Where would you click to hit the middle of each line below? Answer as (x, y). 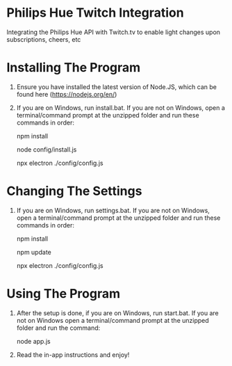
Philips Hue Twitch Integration (96, 13)
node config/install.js (47, 149)
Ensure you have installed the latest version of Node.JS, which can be (116, 87)
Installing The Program (74, 68)
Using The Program (64, 294)
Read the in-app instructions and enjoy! (73, 355)
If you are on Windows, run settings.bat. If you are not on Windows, (113, 210)
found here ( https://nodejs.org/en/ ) (67, 94)
